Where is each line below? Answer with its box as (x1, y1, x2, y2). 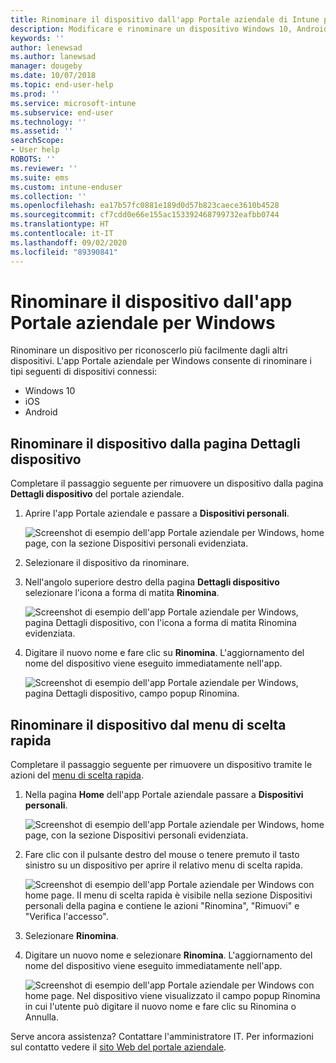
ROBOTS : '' (10, 154, 56, 164)
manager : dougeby (10, 61, 83, 71)
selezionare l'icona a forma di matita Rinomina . (24, 587, 220, 599)
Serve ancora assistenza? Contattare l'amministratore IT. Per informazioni (10, 1031, 314, 1043)
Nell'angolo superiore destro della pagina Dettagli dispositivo (24, 576, 280, 588)
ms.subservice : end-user (10, 107, 114, 118)
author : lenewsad (10, 42, 83, 53)
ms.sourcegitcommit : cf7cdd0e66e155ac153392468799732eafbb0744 (10, 210, 280, 220)
